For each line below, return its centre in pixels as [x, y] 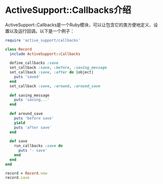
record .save [17, 178]
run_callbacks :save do [39, 146]
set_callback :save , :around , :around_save [55, 86]
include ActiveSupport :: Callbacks [45, 54]
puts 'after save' [33, 127]
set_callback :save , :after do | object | [52, 72]
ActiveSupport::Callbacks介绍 [68, 10]
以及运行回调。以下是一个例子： [42, 31]
